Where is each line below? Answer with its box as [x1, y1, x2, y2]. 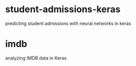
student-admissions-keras [5, 4, 121, 15]
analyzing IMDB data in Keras [5, 55, 67, 61]
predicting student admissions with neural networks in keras [5, 20, 131, 26]
